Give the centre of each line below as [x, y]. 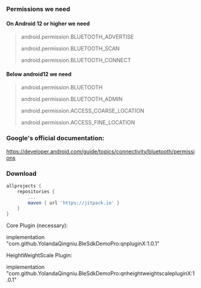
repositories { [36, 191]
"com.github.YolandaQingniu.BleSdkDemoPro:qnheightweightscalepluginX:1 [100, 274]
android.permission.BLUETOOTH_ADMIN [72, 99]
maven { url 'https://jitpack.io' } [74, 203]
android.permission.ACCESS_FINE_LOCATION [78, 123]
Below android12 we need [39, 74]
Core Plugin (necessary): [37, 226]
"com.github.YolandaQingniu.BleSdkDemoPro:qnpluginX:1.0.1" [83, 244]
